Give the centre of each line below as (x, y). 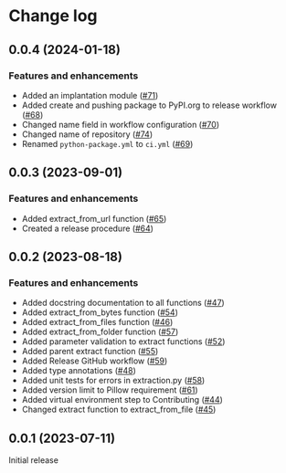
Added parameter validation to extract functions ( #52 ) (123, 342)
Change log (53, 16)
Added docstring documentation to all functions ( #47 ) (123, 303)
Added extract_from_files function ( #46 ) (97, 322)
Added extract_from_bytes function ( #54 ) (100, 312)
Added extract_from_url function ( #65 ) (94, 218)
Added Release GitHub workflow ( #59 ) (95, 361)
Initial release (33, 460)
